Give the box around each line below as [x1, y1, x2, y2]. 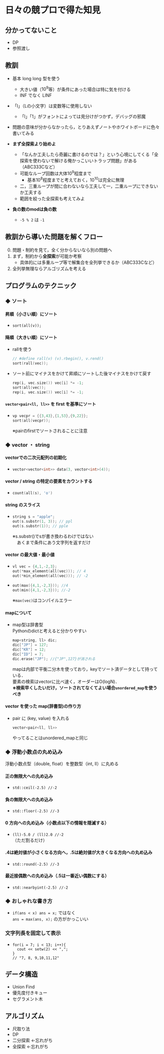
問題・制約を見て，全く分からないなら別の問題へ [12, 247, 112, 253]
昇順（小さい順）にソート [5, 311, 57, 317]
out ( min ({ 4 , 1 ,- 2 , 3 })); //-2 [12, 588, 71, 593]
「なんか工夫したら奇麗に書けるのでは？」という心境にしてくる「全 [19, 151, 159, 157]
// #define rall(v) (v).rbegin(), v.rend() [12, 356, 104, 361]
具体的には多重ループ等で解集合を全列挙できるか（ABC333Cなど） [19, 259, 157, 265]
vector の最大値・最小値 [5, 552, 55, 558]
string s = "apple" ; [12, 514, 55, 519]
